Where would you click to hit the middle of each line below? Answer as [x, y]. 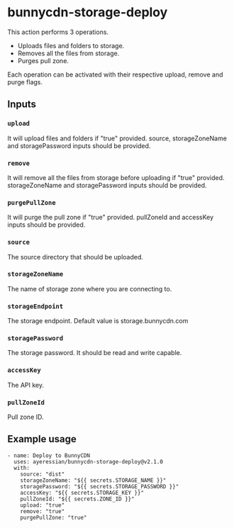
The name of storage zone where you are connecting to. [90, 288]
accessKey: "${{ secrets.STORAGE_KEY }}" [82, 493]
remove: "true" [43, 511]
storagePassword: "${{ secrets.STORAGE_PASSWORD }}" [100, 486]
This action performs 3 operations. [58, 32]
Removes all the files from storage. [68, 53]
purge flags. [25, 82]
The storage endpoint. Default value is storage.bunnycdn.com [98, 321]
